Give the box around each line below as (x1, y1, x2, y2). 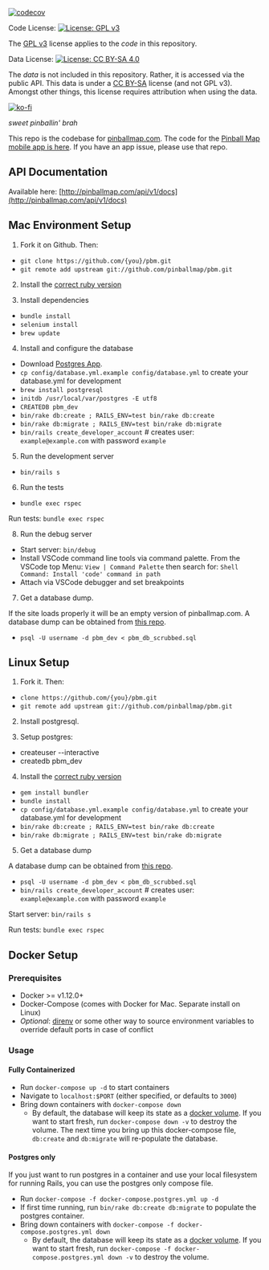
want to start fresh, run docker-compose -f (31, 1243, 171, 1253)
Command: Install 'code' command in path (19, 570, 161, 578)
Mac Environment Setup (8, 218, 132, 232)
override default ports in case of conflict (19, 1025, 154, 1035)
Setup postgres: (19, 732, 74, 742)
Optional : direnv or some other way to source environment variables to (19, 1016, 255, 1026)
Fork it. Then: (19, 677, 64, 687)
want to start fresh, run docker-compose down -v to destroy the (31, 1117, 238, 1126)
